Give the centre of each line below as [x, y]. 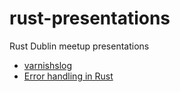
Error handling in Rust [68, 76]
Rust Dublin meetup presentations [79, 46]
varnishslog [48, 65]
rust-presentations [90, 18]
